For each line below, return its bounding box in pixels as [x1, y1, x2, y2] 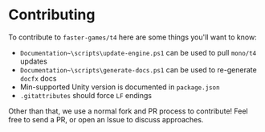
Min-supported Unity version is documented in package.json [19, 82, 220, 92]
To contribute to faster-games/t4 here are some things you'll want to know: [8, 32, 257, 42]
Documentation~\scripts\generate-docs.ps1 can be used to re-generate [19, 64, 257, 74]
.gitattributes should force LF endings [19, 90, 153, 100]
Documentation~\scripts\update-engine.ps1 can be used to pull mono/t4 [19, 47, 257, 57]
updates [19, 56, 48, 66]
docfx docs [19, 73, 57, 83]
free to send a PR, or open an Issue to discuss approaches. [8, 114, 204, 124]
